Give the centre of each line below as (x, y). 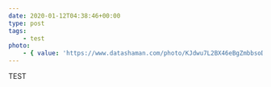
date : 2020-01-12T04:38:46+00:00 (65, 16)
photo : (19, 46)
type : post (27, 23)
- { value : (41, 53)
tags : (17, 31)
